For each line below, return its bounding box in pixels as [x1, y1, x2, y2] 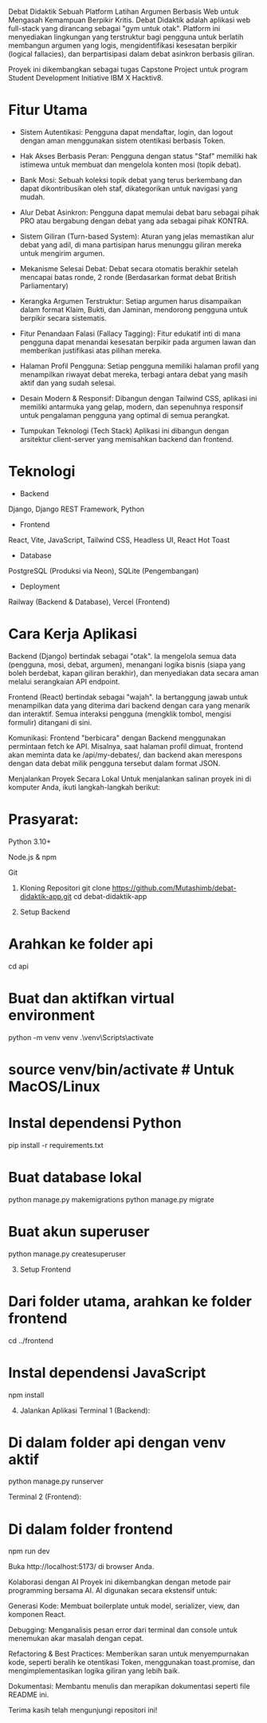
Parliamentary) [19, 281, 69, 290]
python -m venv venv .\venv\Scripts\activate [8, 1032, 154, 1042]
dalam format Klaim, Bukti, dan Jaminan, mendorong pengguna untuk [19, 305, 249, 314]
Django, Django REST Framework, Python [8, 504, 145, 514]
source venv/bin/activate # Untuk [8, 1060, 235, 1078]
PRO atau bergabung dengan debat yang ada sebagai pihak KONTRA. [19, 215, 249, 226]
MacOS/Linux [8, 1077, 101, 1095]
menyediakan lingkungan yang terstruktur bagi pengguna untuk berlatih [8, 32, 244, 41]
